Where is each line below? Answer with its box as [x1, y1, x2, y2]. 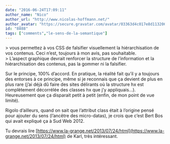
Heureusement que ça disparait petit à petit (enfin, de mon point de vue [5, 92, 155, 98]
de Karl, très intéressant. [67, 133, 118, 139]
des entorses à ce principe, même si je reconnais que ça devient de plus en [5, 76, 163, 82]
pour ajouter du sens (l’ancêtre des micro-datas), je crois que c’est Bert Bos [5, 113, 163, 119]
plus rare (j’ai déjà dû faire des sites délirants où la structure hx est [5, 81, 144, 87]
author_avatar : [5, 21, 37, 27]
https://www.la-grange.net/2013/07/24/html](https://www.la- [37, 128, 164, 134]
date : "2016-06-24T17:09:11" [5, 7, 67, 13]
